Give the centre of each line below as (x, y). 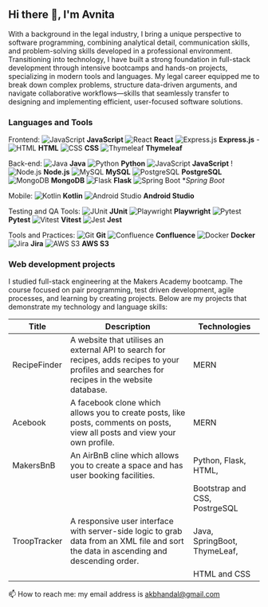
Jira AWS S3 (70, 244)
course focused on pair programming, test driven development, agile (121, 290)
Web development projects (62, 264)
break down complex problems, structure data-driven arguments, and (123, 84)
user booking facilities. (113, 476)
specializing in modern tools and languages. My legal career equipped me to (134, 76)
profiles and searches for (118, 370)
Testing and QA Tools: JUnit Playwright (110, 211)
